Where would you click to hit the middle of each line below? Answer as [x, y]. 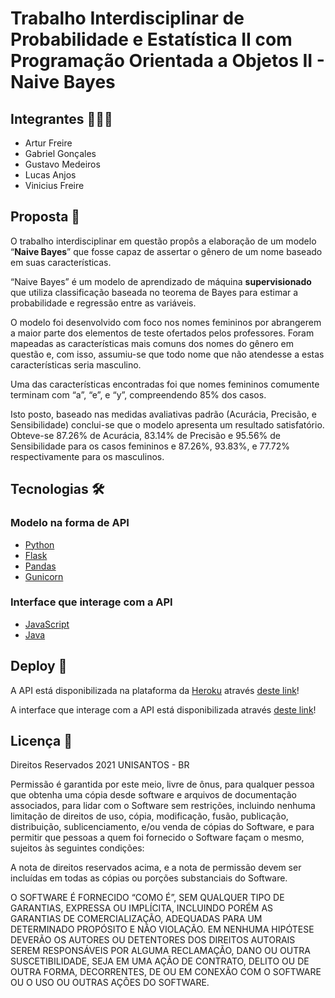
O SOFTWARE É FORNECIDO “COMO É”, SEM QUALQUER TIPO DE [147, 898]
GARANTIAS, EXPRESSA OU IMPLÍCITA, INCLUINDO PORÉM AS [142, 908]
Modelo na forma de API [70, 523]
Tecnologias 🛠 [57, 489]
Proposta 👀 [45, 217]
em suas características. [61, 262]
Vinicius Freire [54, 185]
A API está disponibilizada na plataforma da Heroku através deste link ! [155, 690]
